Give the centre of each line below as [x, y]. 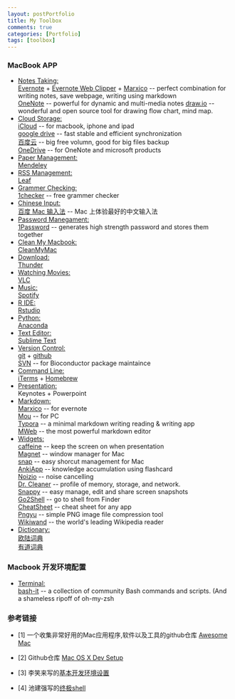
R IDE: [27, 303]
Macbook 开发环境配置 [47, 567]
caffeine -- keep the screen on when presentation [91, 446]
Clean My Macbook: [47, 242]
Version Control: [41, 348]
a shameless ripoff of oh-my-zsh [66, 598]
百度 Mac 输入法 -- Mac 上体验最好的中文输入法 [88, 211]
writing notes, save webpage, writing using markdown [97, 96]
